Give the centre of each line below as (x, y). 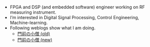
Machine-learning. (29, 23)
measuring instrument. (33, 12)
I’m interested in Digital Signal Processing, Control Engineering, (75, 17)
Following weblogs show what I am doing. (53, 28)
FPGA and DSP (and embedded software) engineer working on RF (77, 7)
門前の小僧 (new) (35, 40)
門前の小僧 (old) (34, 34)
